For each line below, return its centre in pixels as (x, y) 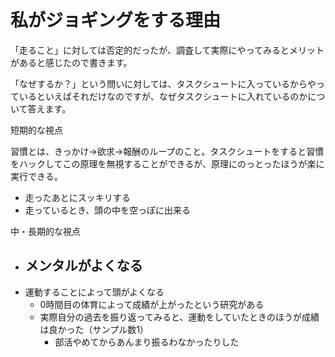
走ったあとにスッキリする (77, 197)
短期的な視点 (36, 130)
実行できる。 (36, 176)
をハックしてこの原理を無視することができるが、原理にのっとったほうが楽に (167, 163)
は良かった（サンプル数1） (94, 329)
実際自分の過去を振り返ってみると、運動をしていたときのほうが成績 (179, 317)
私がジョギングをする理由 (116, 20)
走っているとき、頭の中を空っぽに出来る (108, 210)
